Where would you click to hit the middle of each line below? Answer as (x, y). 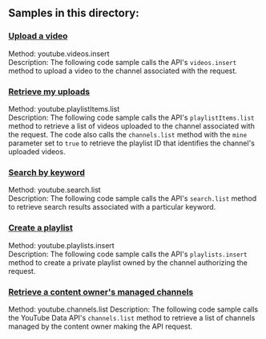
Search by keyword (47, 172)
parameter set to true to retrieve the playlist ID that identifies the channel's (131, 143)
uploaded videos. (37, 151)
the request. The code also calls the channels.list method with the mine (128, 134)
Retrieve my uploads (49, 92)
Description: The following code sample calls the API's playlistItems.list (131, 117)
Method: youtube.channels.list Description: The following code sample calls (133, 309)
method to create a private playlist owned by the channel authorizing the (128, 262)
